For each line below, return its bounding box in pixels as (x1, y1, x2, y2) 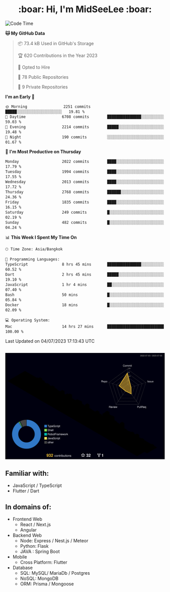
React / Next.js (20, 521, 51, 528)
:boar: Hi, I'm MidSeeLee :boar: (18, 4, 152, 15)
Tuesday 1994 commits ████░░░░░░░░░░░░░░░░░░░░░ (5, 169, 164, 174)
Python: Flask (20, 543, 49, 549)
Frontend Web (12, 516, 42, 522)
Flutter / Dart (12, 488, 39, 494)
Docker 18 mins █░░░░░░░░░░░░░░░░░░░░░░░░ (5, 302, 164, 308)
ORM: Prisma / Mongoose (20, 581, 74, 587)
